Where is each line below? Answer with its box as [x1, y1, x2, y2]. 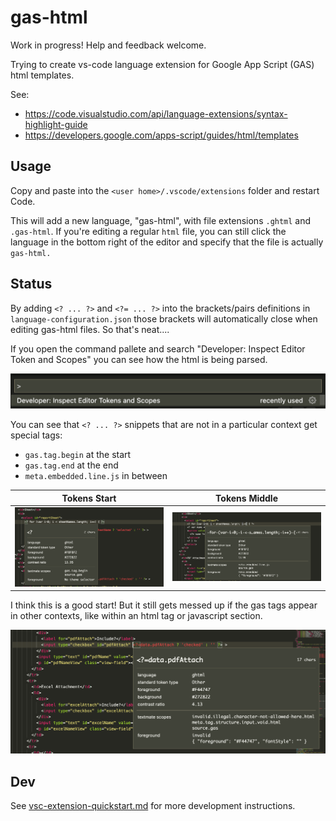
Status [10, 276, 53, 293]
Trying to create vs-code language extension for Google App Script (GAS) [10, 58, 315, 70]
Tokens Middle [215, 492, 278, 504]
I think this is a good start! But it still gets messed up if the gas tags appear [10, 599, 318, 611]
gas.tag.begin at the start [24, 449, 132, 461]
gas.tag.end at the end [24, 459, 119, 471]
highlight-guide [24, 118, 88, 130]
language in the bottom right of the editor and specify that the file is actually [10, 236, 324, 248]
